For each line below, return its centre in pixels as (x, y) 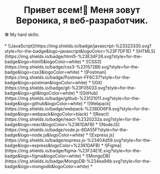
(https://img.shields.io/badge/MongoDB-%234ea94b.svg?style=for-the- (78, 161)
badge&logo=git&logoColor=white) (40, 93)
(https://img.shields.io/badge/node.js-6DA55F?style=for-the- (67, 130)
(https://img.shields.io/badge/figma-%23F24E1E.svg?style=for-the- (73, 150)
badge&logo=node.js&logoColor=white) (45, 135)
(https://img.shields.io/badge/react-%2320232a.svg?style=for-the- (73, 119)
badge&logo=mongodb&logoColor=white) (47, 166)
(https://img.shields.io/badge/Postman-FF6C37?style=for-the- (68, 77)
